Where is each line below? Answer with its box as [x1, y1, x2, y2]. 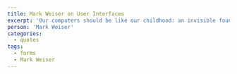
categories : [7, 30, 42, 37]
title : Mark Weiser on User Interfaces [7, 10, 125, 18]
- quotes [13, 37, 39, 44]
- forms [13, 50, 37, 57]
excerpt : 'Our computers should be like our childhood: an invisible [7, 17, 217, 24]
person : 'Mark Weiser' [7, 23, 74, 30]
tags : [7, 43, 23, 50]
